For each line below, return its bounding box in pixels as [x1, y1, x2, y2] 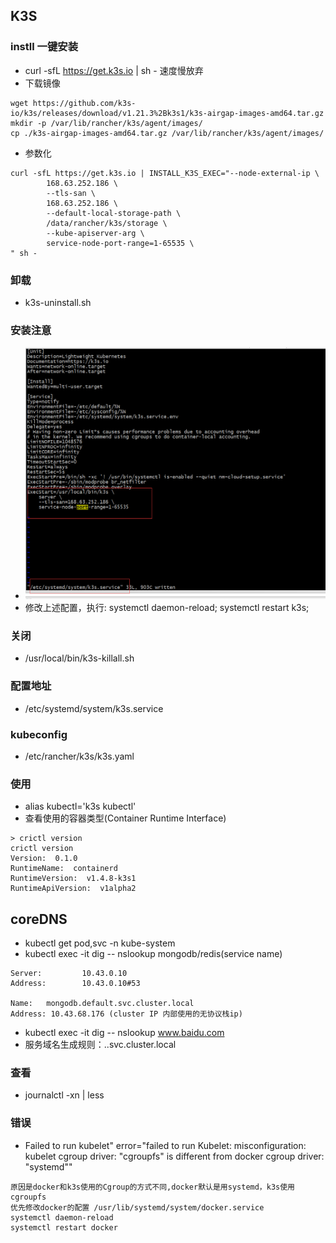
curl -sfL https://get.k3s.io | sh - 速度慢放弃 [24, 64, 204, 76]
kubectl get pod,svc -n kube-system [24, 937, 176, 949]
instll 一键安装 [10, 40, 78, 54]
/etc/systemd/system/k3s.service [24, 702, 164, 714]
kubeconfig [10, 727, 68, 741]
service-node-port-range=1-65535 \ [46, 238, 195, 248]
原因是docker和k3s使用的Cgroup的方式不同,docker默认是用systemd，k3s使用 [10, 1182, 296, 1192]
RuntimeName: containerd [10, 864, 118, 874]
